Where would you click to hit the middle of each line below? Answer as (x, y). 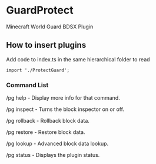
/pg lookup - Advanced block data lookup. (57, 144)
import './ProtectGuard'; (38, 70)
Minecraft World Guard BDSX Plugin (50, 27)
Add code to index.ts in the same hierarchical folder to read (78, 59)
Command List (27, 85)
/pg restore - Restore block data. (46, 132)
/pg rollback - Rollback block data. (48, 121)
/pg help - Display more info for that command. (63, 98)
